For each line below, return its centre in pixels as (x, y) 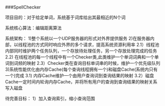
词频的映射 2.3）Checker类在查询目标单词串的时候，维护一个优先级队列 (87, 63)
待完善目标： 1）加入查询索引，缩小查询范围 (50, 98)
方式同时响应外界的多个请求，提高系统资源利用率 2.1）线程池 (97, 45)
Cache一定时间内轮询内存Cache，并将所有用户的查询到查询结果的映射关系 (81, 82)
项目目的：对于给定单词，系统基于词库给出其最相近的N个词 (65, 17)
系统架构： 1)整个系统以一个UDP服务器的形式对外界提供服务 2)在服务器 (78, 38)
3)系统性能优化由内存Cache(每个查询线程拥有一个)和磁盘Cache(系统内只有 (82, 69)
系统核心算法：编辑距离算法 (33, 28)
